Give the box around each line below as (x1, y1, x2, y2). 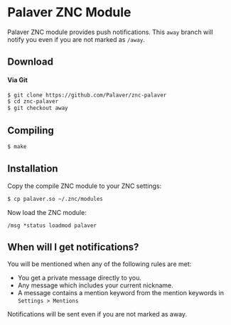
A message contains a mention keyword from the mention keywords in (17, 289, 225, 297)
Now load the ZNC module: (7, 208, 87, 216)
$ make (7, 143, 27, 150)
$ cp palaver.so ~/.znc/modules (7, 195, 103, 202)
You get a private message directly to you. (17, 274, 142, 282)
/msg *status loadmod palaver (7, 221, 97, 229)
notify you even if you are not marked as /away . (7, 35, 146, 43)
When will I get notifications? (7, 241, 139, 253)
